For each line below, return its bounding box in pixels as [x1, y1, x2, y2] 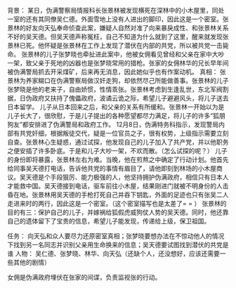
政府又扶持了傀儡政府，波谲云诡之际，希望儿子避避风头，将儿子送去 [31, 94, 229, 102]
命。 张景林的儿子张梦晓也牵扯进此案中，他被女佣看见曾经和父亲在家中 [7, 50, 212, 58]
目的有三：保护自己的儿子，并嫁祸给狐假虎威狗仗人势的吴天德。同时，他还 [7, 208, 223, 216]
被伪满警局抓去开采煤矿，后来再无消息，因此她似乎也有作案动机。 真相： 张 [7, 67, 226, 76]
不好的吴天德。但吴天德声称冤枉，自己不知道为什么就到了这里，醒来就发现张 [7, 32, 229, 41]
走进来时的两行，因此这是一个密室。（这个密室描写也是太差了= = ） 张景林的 [7, 199, 227, 207]
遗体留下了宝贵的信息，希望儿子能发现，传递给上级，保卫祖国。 [25, 217, 211, 225]
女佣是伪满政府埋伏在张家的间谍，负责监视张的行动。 [7, 273, 162, 281]
